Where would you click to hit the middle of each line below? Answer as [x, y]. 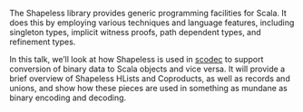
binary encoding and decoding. [68, 98]
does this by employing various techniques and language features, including [152, 23]
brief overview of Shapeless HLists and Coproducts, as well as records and [150, 79]
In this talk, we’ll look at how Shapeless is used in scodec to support [137, 59]
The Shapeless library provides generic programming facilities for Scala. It [148, 13]
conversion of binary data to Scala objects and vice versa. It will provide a [147, 69]
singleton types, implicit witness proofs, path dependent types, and [135, 32]
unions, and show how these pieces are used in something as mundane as [148, 88]
